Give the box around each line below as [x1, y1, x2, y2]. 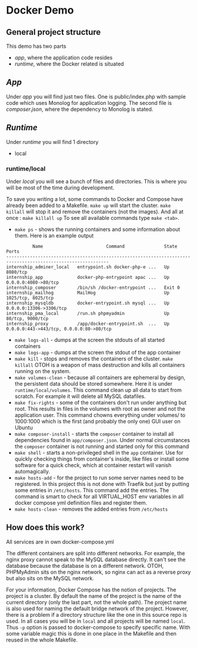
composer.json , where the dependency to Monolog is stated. [6, 106, 153, 113]
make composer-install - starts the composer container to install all [14, 430, 174, 437]
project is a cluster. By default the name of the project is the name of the [6, 592, 182, 599]
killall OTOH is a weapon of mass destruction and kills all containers [14, 361, 185, 369]
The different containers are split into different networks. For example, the [6, 550, 185, 557]
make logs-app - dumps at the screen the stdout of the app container [14, 348, 181, 356]
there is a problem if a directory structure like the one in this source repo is [6, 611, 187, 618]
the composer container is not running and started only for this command [14, 443, 189, 450]
